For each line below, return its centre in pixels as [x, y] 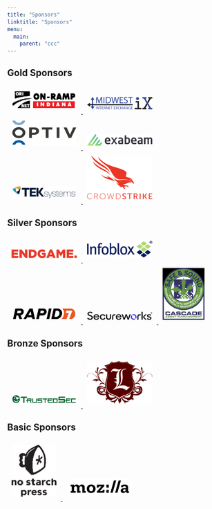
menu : [15, 29]
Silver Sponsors [42, 223]
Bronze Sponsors [45, 343]
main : [21, 37]
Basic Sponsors [41, 428]
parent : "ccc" [40, 44]
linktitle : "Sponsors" [40, 22]
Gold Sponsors [40, 73]
